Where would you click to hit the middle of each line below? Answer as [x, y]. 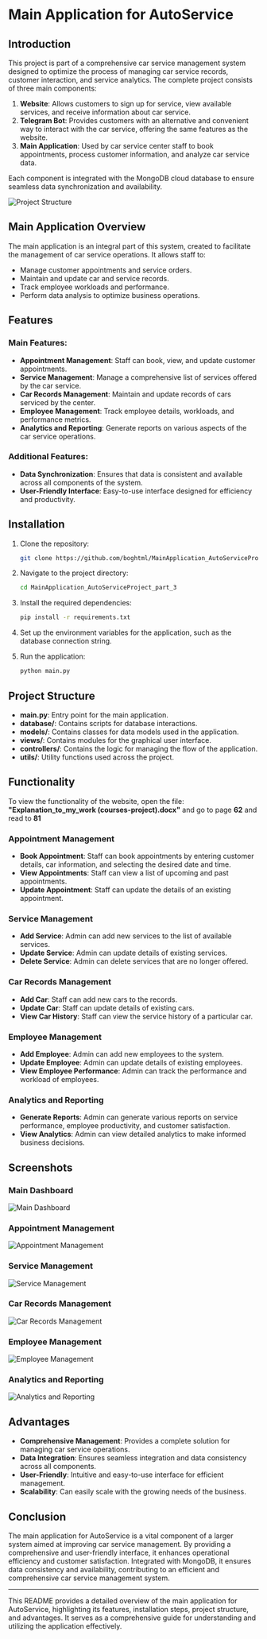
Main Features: [38, 343]
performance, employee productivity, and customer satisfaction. [125, 1126]
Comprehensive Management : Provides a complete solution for [125, 1441]
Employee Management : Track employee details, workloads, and [127, 411]
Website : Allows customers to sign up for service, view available [126, 104]
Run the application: [52, 656]
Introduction [40, 44]
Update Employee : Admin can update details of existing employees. [131, 1062]
